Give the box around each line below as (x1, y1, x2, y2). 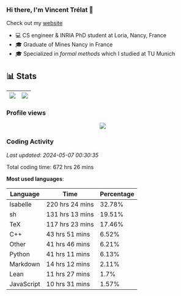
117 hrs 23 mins (46, 220, 94, 229)
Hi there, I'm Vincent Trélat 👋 (6, 6, 94, 14)
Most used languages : (6, 175, 64, 183)
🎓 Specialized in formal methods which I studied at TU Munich (15, 50, 175, 58)
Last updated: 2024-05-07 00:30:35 (6, 151, 99, 159)
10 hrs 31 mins (46, 279, 90, 288)
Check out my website (6, 20, 63, 27)
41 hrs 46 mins (46, 240, 90, 248)
